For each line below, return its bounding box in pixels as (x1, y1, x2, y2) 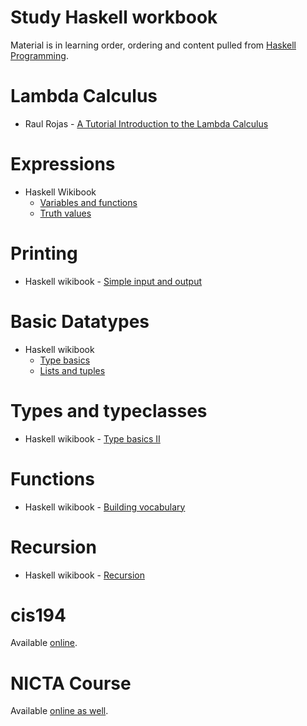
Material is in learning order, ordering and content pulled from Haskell (10, 39, 297, 51)
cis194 (10, 604, 67, 626)
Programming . (10, 49, 69, 61)
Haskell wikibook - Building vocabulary (24, 501, 186, 513)
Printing (10, 242, 78, 265)
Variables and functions (39, 196, 138, 208)
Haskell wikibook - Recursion (24, 569, 145, 581)
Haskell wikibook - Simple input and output (24, 275, 203, 287)
